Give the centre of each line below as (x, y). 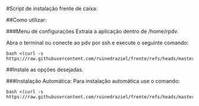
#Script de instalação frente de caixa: (52, 9)
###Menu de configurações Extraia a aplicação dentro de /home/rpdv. (92, 31)
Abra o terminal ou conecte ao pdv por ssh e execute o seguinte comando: (97, 43)
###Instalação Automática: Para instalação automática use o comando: (93, 81)
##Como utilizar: (26, 20)
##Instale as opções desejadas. (45, 69)
